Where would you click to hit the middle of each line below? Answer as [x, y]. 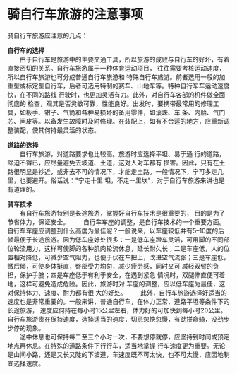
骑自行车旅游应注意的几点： [48, 35]
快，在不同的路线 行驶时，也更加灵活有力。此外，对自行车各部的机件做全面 [116, 94]
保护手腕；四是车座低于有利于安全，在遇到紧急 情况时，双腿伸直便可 [119, 275]
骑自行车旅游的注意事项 [75, 14]
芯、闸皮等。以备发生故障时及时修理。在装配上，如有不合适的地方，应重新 [115, 121]
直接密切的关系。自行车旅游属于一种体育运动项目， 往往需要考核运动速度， [116, 68]
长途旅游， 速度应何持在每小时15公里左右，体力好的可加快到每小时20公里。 [117, 310]
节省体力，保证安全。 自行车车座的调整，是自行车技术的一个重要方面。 [116, 222]
